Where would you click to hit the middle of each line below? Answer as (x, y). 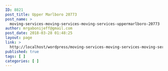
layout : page (19, 38)
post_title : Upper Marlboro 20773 (41, 14)
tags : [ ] (15, 56)
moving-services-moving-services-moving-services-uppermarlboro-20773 (85, 24)
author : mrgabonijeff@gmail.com (39, 28)
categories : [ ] (22, 61)
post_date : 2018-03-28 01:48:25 (39, 33)
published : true (22, 51)
